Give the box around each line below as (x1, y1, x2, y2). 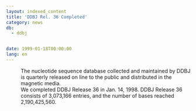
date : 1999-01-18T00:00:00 (6, 46, 72, 52)
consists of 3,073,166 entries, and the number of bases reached (20, 92, 174, 99)
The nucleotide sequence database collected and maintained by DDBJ (20, 67, 191, 74)
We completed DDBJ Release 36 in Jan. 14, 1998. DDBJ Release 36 (20, 86, 183, 93)
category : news (6, 19, 43, 25)
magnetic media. (20, 79, 61, 86)
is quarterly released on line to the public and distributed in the (20, 74, 172, 81)
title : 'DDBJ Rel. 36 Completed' (6, 14, 88, 20)
